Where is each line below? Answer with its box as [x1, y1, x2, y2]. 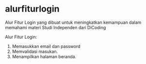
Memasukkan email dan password [12, 43, 81, 49]
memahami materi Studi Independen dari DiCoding [5, 24, 106, 30]
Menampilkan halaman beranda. [12, 53, 77, 59]
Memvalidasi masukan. [12, 48, 58, 54]
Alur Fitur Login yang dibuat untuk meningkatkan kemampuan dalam [5, 19, 142, 25]
